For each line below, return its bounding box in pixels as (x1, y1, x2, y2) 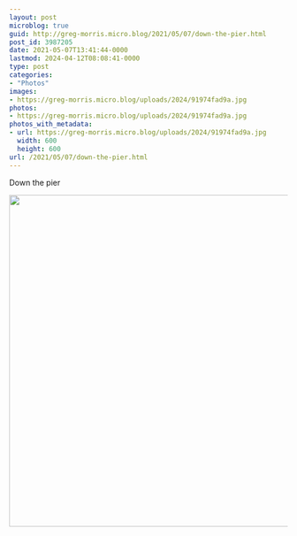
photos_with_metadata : (9, 120, 93, 129)
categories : (9, 71, 53, 80)
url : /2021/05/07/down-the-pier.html (9, 152, 148, 162)
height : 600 (17, 144, 62, 153)
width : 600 (17, 136, 57, 145)
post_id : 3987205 (9, 37, 73, 47)
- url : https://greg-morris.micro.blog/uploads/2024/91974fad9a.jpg (9, 128, 267, 137)
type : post (9, 63, 49, 72)
